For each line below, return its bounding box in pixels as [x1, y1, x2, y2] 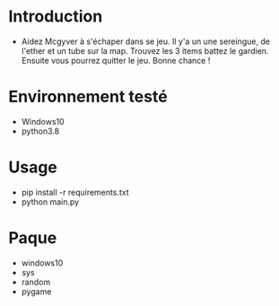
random [21, 276, 51, 287]
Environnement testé [8, 87, 168, 107]
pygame [21, 285, 52, 297]
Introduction [8, 6, 103, 27]
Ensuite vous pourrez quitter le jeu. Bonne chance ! [21, 55, 211, 66]
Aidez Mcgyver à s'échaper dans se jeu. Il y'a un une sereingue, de [21, 36, 271, 47]
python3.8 [21, 126, 60, 136]
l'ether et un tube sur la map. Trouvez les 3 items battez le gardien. [21, 45, 269, 56]
